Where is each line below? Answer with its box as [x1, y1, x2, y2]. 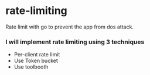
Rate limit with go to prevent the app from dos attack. [5, 23, 134, 30]
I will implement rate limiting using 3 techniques [5, 38, 145, 46]
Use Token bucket [13, 57, 58, 65]
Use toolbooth [13, 63, 49, 70]
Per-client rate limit [13, 51, 60, 58]
